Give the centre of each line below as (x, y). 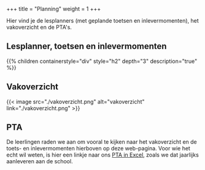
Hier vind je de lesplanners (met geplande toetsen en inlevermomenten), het (103, 20)
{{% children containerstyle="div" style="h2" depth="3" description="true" (102, 61)
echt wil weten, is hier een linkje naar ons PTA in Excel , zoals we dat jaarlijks (103, 155)
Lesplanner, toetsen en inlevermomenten (87, 46)
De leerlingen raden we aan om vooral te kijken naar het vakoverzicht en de (102, 142)
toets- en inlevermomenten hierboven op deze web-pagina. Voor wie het (98, 149)
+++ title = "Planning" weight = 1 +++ (54, 9)
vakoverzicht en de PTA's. (39, 27)
